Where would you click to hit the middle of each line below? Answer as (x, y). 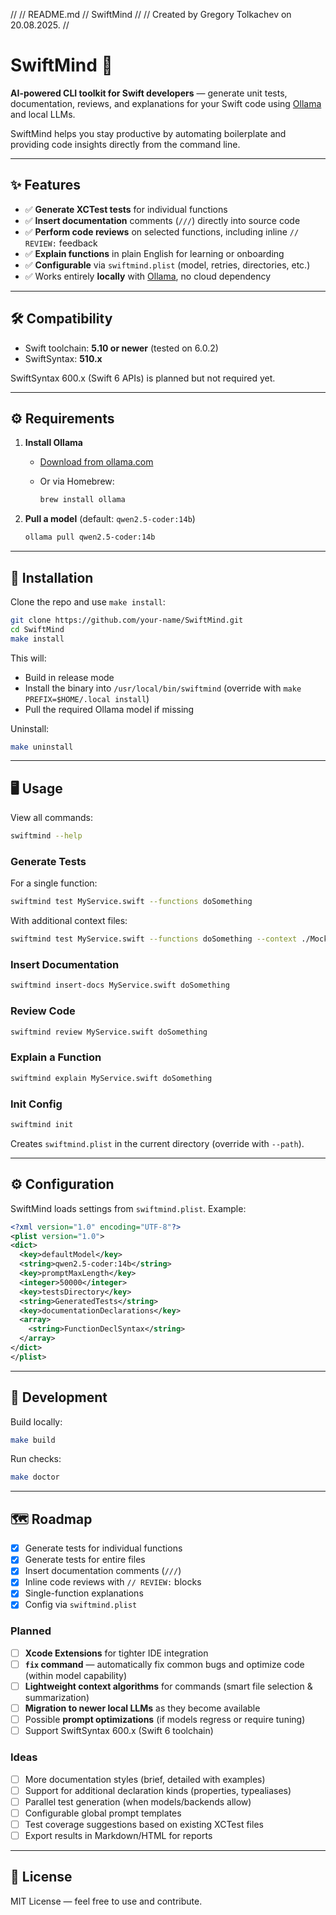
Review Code (43, 1011)
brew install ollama (82, 500)
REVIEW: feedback (61, 243)
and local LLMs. (43, 114)
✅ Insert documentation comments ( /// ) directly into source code (162, 220)
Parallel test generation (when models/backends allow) (138, 1801)
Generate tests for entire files (85, 1560)
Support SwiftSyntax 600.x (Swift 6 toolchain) (119, 1731)
